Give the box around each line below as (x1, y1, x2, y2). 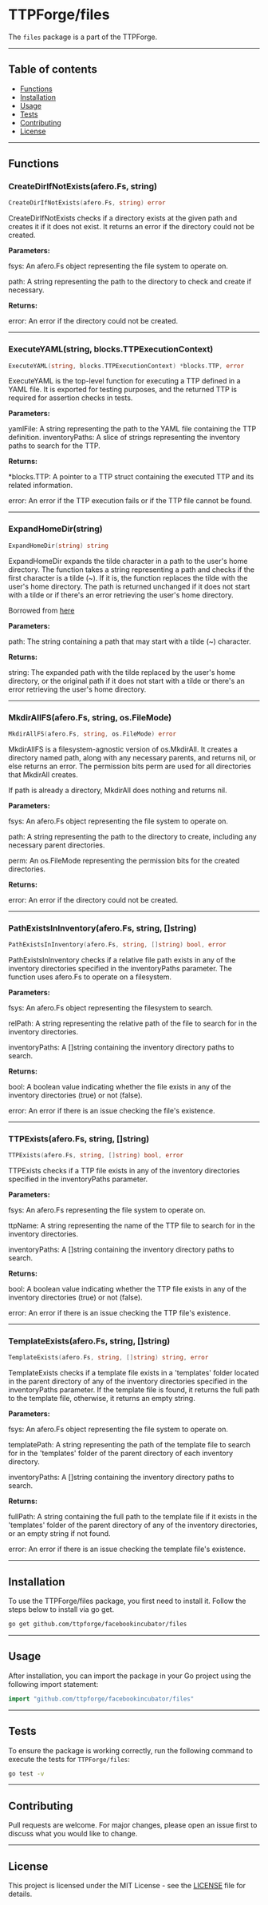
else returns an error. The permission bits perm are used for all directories (8, 761, 251, 771)
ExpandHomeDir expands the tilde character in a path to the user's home (8, 556, 248, 566)
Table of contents (8, 62, 97, 77)
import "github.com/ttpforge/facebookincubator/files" (8, 1695, 195, 1703)
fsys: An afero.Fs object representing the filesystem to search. (8, 1003, 214, 1012)
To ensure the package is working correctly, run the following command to (8, 1745, 254, 1755)
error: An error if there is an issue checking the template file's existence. (8, 1544, 246, 1554)
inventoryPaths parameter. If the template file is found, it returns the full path (8, 1385, 260, 1395)
